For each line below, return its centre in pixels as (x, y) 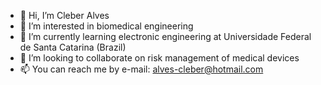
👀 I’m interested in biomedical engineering (106, 26)
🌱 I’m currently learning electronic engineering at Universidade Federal (165, 36)
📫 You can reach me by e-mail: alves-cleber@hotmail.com (141, 69)
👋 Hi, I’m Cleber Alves (64, 15)
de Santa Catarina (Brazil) (73, 47)
